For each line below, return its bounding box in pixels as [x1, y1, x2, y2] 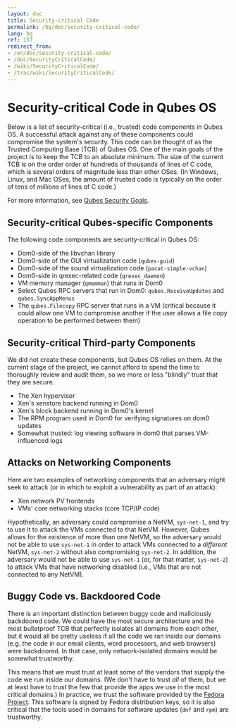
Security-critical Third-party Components [7, 337, 196, 349]
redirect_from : [7, 43, 52, 50]
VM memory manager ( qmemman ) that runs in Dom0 [17, 279, 163, 287]
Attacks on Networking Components [7, 457, 171, 469]
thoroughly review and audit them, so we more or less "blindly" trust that [7, 370, 218, 379]
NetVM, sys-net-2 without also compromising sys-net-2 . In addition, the [7, 547, 216, 556]
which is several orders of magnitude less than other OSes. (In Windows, [7, 168, 218, 176]
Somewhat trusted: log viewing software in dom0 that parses [17, 429, 195, 437]
